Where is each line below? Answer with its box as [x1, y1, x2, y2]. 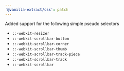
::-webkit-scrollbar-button [12, 36, 69, 41]
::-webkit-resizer [12, 31, 50, 36]
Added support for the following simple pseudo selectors [5, 21, 119, 26]
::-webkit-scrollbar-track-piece [12, 52, 80, 57]
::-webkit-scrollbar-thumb [12, 47, 67, 51]
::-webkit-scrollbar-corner [12, 41, 69, 47]
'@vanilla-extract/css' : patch [5, 7, 69, 12]
